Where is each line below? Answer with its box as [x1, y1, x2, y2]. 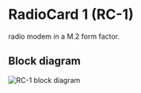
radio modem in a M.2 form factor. [8, 32, 120, 41]
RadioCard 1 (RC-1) [8, 6, 134, 24]
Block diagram [8, 54, 81, 68]
